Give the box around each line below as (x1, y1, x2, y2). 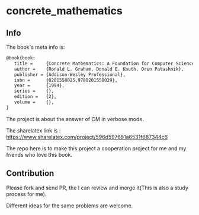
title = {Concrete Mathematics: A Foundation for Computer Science (14, 61, 195, 67)
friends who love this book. (6, 151, 73, 158)
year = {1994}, (14, 83, 65, 88)
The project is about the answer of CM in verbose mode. (6, 115, 144, 122)
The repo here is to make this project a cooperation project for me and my (6, 144, 187, 152)
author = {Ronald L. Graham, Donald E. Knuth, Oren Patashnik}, (14, 66, 184, 72)
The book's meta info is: (6, 43, 65, 50)
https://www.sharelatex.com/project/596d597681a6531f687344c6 (6, 133, 168, 140)
